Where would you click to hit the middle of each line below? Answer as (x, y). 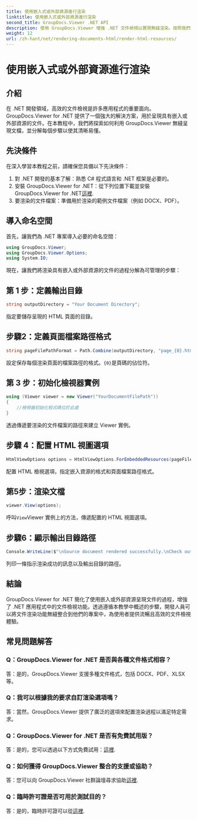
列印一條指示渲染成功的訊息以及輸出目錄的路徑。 (65, 564)
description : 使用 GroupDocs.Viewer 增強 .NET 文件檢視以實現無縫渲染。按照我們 (98, 28)
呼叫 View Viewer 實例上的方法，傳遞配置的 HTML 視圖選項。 (78, 517)
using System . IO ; (27, 258)
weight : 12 (19, 34)
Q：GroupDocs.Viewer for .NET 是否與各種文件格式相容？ (89, 660)
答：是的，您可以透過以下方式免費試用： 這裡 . (61, 749)
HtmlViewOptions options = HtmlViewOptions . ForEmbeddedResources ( (89, 459)
